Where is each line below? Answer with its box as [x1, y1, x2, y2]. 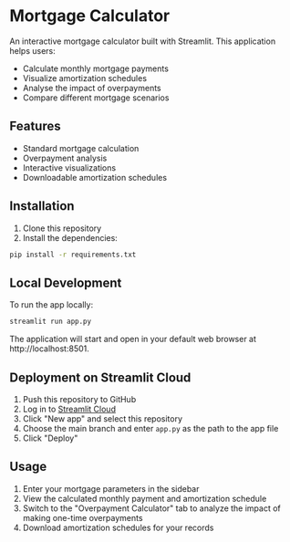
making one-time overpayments [22, 512, 143, 523]
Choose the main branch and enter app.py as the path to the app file [22, 422, 279, 433]
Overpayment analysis [22, 152, 108, 163]
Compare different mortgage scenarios [22, 92, 170, 103]
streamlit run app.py [9, 317, 92, 327]
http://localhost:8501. [9, 343, 89, 354]
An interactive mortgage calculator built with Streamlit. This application [9, 36, 276, 47]
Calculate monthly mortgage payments [22, 63, 169, 74]
